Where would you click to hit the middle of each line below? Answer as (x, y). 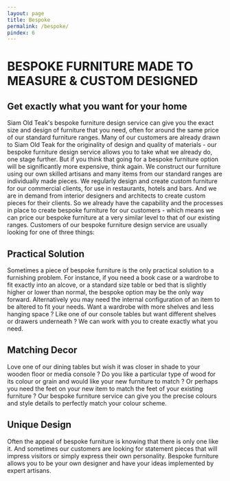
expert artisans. (29, 470)
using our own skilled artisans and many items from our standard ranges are (115, 174)
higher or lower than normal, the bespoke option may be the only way (105, 292)
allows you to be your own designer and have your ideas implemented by (111, 463)
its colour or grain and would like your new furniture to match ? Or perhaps (113, 381)
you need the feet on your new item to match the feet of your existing (105, 388)
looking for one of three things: (51, 232)
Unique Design (39, 425)
